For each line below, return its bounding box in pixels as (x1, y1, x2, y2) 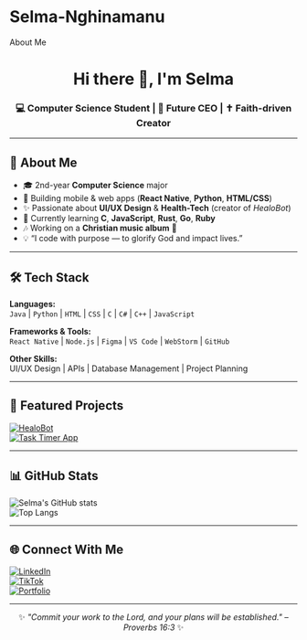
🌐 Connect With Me (9, 542, 124, 558)
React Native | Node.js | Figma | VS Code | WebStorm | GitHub (9, 336, 230, 347)
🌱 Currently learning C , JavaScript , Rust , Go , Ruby (22, 213, 217, 224)
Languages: (9, 299, 57, 310)
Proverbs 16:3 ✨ (122, 622, 185, 633)
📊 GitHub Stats (9, 468, 99, 484)
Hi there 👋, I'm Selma (72, 69, 235, 90)
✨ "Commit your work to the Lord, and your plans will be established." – (17, 612, 290, 623)
